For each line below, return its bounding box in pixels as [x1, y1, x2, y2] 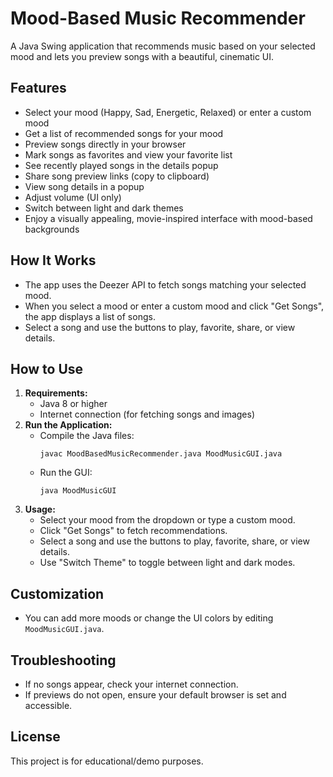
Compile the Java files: [39, 430, 135, 442]
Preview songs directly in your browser [24, 138, 187, 150]
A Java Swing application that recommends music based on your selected [10, 40, 316, 52]
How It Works [10, 252, 97, 269]
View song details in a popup [24, 180, 145, 192]
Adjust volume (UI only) [24, 191, 122, 203]
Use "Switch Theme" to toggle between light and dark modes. [39, 557, 296, 569]
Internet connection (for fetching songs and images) [39, 408, 256, 421]
